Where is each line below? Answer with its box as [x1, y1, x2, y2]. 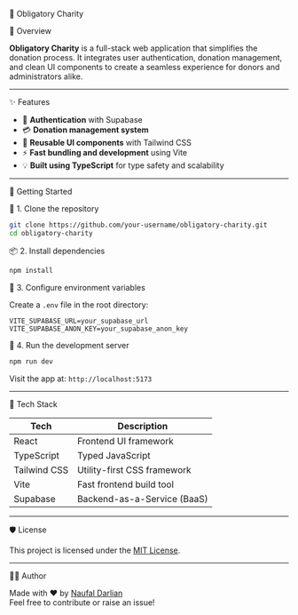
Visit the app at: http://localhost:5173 [9, 373, 153, 384]
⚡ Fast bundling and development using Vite [21, 148, 188, 157]
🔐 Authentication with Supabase [21, 115, 144, 124]
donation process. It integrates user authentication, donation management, [9, 52, 283, 62]
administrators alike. [9, 71, 83, 82]
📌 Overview [9, 26, 51, 36]
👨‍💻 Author [9, 570, 47, 581]
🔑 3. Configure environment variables [9, 282, 146, 292]
